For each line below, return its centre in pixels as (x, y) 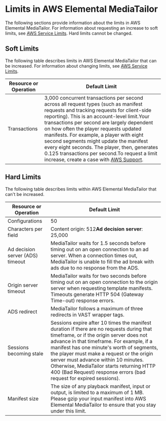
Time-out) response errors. (83, 301)
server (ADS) (23, 255)
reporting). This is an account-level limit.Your (97, 116)
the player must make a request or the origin (102, 353)
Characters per (25, 229)
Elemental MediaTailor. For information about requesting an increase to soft (82, 28)
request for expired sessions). (85, 378)
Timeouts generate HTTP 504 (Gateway (97, 294)
